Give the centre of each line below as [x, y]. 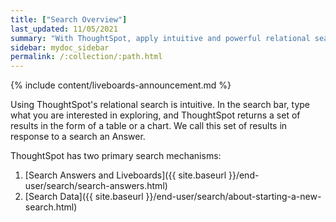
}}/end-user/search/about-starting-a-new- [233, 197]
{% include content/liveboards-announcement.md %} [121, 85]
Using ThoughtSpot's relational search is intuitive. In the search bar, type [160, 105]
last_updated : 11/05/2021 [64, 29]
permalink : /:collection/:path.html [86, 57]
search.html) [51, 207]
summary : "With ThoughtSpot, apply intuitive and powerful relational [160, 38]
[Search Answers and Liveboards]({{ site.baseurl [125, 175]
